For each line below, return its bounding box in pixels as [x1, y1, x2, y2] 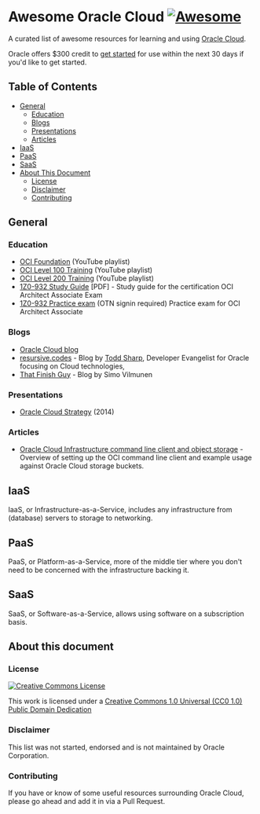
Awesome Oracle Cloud [8, 8, 165, 26]
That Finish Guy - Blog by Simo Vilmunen [19, 369, 153, 379]
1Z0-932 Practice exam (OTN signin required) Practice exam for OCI [19, 299, 241, 308]
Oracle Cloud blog [19, 344, 79, 354]
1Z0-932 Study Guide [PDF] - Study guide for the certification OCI [19, 282, 234, 291]
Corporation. [8, 750, 49, 760]
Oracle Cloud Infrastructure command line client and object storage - [19, 445, 244, 454]
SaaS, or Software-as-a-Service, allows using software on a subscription [8, 609, 245, 618]
